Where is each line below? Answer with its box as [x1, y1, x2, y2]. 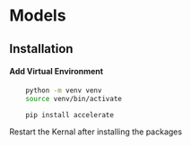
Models [9, 5, 66, 26]
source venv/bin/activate [25, 94, 123, 103]
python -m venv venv [25, 86, 102, 95]
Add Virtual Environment [9, 66, 104, 77]
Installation [9, 41, 74, 56]
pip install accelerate [25, 110, 115, 119]
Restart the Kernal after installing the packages [9, 126, 182, 137]
